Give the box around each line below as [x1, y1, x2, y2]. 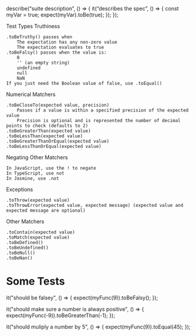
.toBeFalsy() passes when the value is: [6, 50, 107, 55]
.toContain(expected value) [6, 229, 76, 235]
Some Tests [6, 275, 65, 288]
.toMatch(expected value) [6, 235, 70, 241]
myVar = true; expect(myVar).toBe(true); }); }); [6, 11, 119, 18]
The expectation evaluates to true [17, 44, 104, 50]
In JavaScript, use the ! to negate [6, 165, 96, 171]
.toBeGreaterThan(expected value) [6, 128, 92, 134]
